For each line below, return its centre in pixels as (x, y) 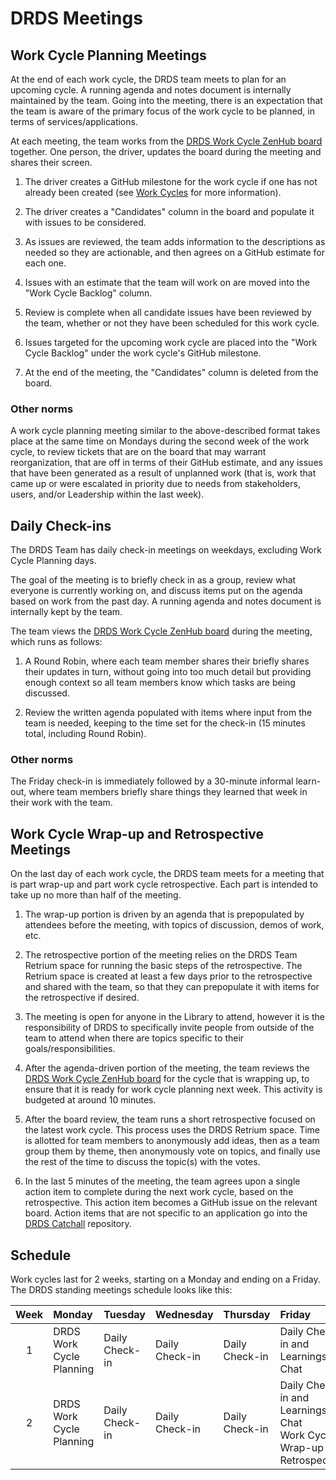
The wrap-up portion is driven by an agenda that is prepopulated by (164, 914)
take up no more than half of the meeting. (96, 895)
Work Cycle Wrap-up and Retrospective (137, 833)
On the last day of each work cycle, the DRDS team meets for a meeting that (167, 874)
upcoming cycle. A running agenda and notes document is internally (151, 90)
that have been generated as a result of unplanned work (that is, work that (163, 473)
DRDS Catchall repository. (78, 1224)
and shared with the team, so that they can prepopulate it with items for (172, 987)
